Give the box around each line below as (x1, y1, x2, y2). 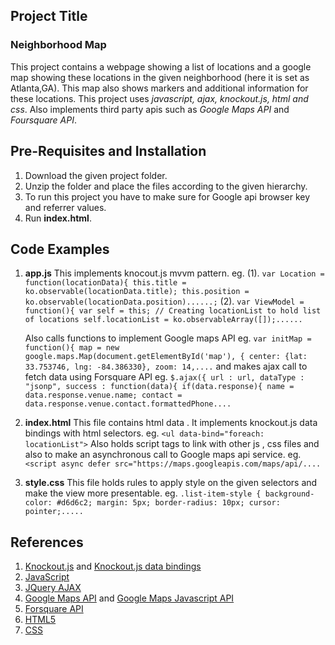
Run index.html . (24, 212, 92, 224)
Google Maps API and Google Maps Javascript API (24, 592, 235, 604)
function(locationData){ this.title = (24, 278, 187, 288)
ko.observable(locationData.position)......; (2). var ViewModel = (24, 295, 305, 308)
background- (264, 489, 315, 499)
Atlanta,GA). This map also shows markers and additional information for (10, 82, 309, 94)
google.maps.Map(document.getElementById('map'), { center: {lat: (24, 352, 308, 362)
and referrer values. (24, 201, 107, 213)
